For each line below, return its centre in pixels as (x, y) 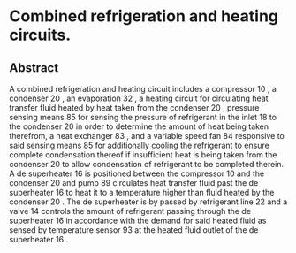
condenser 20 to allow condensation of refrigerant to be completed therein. (147, 164)
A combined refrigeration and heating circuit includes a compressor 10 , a (143, 89)
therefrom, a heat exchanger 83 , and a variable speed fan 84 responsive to (147, 136)
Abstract (34, 68)
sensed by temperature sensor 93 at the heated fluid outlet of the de (134, 230)
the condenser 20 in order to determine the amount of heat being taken (139, 126)
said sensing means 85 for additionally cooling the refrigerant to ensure (139, 145)
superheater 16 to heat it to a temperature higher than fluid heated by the (142, 192)
